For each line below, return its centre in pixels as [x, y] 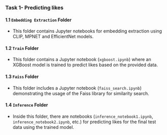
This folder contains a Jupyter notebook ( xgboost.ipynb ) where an [82, 60]
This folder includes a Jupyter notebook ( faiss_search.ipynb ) [77, 88]
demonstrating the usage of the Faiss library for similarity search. [81, 93]
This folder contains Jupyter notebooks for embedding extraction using [87, 31]
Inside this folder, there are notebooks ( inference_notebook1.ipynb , [83, 116]
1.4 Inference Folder [27, 105]
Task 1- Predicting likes [35, 8]
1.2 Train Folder [22, 48]
